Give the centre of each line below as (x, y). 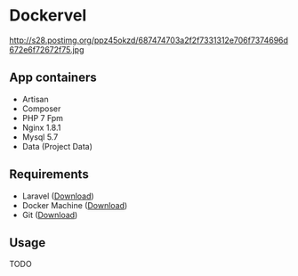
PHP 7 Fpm (43, 118)
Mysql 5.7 (40, 137)
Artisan (35, 99)
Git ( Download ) (50, 215)
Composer (41, 109)
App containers (53, 78)
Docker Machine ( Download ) (75, 205)
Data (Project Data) (57, 146)
